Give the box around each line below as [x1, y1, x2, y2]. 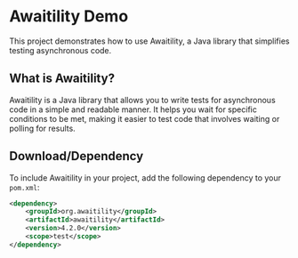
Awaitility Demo [9, 6, 129, 27]
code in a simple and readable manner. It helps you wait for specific [9, 104, 258, 115]
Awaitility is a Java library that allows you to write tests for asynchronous [9, 94, 276, 105]
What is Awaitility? [9, 71, 116, 86]
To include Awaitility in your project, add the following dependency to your [9, 172, 282, 183]
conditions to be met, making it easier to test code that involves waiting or [9, 113, 280, 124]
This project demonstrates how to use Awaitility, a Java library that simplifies [9, 36, 290, 46]
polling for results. [9, 123, 76, 133]
